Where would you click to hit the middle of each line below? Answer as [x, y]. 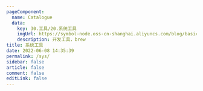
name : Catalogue [32, 17]
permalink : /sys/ [28, 56]
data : [19, 23]
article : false [25, 67]
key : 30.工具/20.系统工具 [47, 28]
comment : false [25, 73]
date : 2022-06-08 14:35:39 [40, 51]
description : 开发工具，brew [51, 40]
